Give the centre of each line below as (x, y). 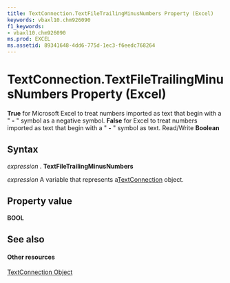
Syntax (23, 150)
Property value (40, 201)
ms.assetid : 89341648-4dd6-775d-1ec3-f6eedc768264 (81, 45)
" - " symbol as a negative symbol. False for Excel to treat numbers (102, 120)
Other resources (31, 257)
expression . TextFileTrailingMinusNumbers (70, 166)
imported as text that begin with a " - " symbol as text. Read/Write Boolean (113, 127)
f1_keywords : (26, 26)
